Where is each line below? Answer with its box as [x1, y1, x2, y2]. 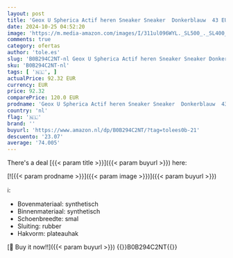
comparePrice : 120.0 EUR [7, 95, 79, 102]
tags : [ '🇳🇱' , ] [7, 68, 58, 75]
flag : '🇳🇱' [7, 113, 42, 120]
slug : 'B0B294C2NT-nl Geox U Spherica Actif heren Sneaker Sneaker [7, 56, 207, 63]
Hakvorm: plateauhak [17, 229, 78, 238]
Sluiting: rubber [17, 222, 62, 230]
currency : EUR [7, 81, 49, 88]
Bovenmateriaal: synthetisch [17, 200, 98, 209]
